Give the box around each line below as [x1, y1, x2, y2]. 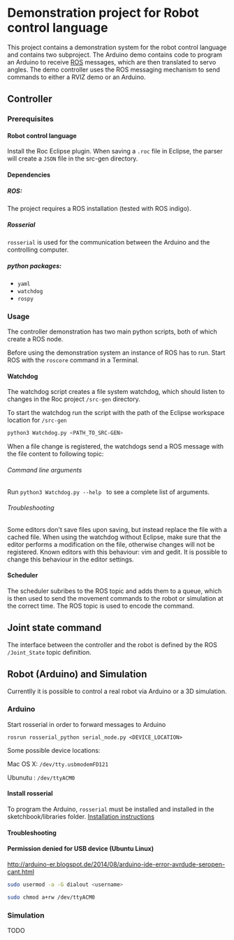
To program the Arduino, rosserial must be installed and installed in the [7, 805, 214, 814]
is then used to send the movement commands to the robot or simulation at [7, 594, 224, 602]
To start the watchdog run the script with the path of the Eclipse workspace [7, 409, 225, 417]
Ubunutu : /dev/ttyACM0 [7, 773, 75, 782]
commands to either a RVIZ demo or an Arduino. [7, 72, 146, 81]
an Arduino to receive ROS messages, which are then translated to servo [7, 57, 217, 66]
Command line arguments [7, 465, 82, 474]
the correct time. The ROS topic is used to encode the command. [7, 601, 194, 610]
